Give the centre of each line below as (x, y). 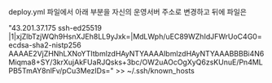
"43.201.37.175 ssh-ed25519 (55, 28)
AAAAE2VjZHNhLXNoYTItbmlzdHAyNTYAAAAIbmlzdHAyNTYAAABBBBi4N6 (136, 54)
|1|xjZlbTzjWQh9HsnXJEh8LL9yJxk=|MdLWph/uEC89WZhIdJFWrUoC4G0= (135, 36)
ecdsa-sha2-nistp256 (45, 45)
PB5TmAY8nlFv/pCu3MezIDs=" (61, 71)
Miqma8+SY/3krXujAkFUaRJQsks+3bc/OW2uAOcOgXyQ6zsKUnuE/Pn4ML (136, 62)
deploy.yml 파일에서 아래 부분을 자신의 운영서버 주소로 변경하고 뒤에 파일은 (127, 12)
